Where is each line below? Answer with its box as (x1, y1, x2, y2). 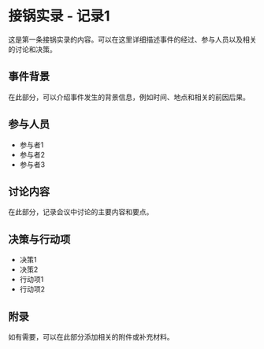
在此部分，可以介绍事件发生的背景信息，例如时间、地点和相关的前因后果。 (8, 92, 250, 102)
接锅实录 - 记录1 (8, 7, 110, 25)
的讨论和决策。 (8, 44, 57, 54)
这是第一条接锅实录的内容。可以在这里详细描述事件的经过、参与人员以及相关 (8, 35, 257, 44)
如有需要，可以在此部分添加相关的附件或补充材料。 (8, 332, 174, 341)
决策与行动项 (8, 232, 71, 246)
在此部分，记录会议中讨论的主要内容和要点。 (8, 207, 154, 217)
